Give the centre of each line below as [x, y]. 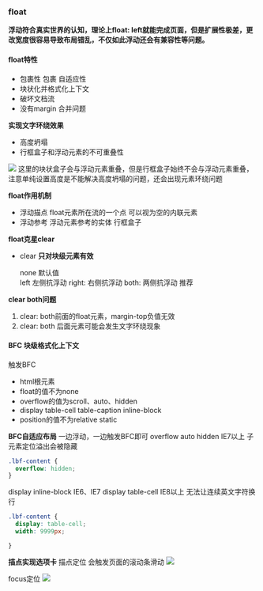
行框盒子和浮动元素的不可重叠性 [71, 152]
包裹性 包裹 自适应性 [53, 78]
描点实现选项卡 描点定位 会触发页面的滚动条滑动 [86, 562]
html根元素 [37, 381]
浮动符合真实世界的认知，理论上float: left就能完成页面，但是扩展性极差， [127, 30]
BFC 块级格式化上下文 [44, 346]
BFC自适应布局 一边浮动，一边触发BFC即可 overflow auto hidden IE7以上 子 [131, 436]
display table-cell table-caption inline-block [90, 410]
